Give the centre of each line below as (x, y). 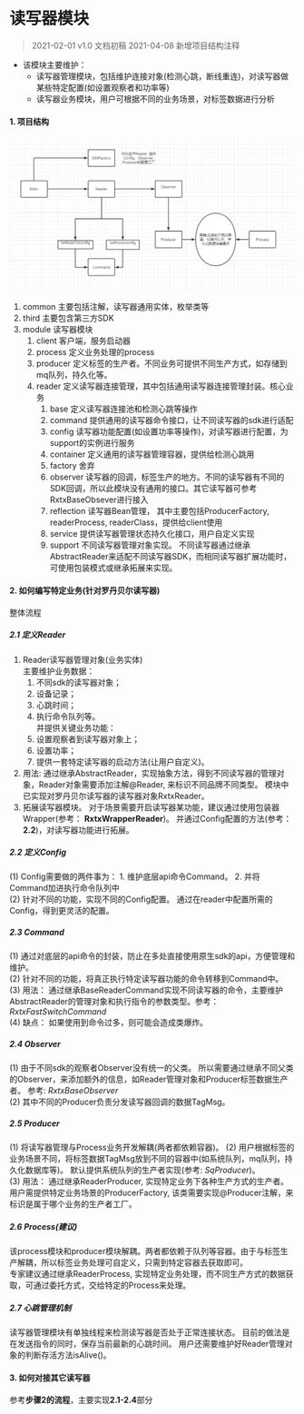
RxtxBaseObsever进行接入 (99, 499)
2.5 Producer (35, 1123)
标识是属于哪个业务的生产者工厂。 (73, 1204)
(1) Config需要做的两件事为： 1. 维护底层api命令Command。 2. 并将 (135, 876)
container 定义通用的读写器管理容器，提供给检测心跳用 (152, 454)
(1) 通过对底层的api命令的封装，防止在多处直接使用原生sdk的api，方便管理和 (152, 956)
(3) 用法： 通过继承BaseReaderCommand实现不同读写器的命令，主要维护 (147, 990)
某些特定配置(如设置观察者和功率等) (103, 87)
